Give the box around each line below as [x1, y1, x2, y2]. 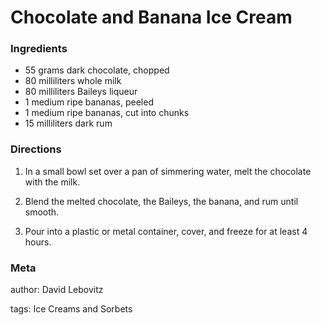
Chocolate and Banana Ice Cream [10, 6, 293, 29]
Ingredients [10, 42, 68, 56]
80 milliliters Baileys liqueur [24, 86, 138, 98]
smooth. [24, 206, 60, 218]
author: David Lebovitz [10, 284, 104, 296]
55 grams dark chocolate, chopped [24, 64, 170, 76]
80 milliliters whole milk [24, 75, 122, 87]
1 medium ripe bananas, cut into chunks [24, 107, 190, 119]
